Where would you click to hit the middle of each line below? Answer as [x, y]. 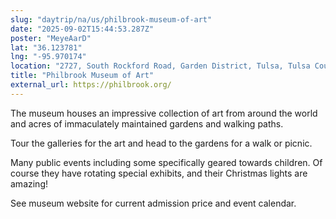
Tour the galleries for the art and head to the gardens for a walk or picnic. [161, 143]
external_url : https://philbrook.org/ [91, 85]
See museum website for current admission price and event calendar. [153, 203]
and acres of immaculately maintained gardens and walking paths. [147, 123]
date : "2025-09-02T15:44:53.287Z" [82, 29]
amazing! [29, 183]
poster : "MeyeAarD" [51, 38]
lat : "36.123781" [46, 47]
